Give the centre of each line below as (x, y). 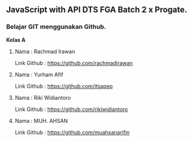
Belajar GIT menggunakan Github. (56, 27)
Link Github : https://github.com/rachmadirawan (74, 63)
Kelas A (16, 40)
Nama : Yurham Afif (39, 75)
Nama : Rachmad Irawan (45, 51)
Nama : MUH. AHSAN (41, 121)
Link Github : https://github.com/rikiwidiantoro (71, 109)
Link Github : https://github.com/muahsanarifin (72, 132)
